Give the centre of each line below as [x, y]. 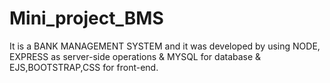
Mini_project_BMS [86, 18]
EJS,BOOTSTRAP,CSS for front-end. [84, 67]
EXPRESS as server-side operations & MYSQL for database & [135, 56]
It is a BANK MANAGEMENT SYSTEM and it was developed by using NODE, [165, 46]
